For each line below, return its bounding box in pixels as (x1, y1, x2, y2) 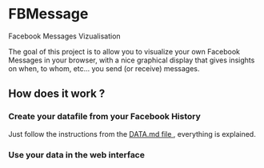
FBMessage (8, 5, 89, 23)
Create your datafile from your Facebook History (8, 111, 202, 122)
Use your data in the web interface (8, 149, 146, 160)
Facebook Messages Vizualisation (8, 31, 122, 41)
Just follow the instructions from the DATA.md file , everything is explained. (8, 129, 256, 138)
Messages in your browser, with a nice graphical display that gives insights (8, 55, 255, 65)
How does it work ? (8, 87, 106, 101)
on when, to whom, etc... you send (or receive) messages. (8, 63, 200, 73)
